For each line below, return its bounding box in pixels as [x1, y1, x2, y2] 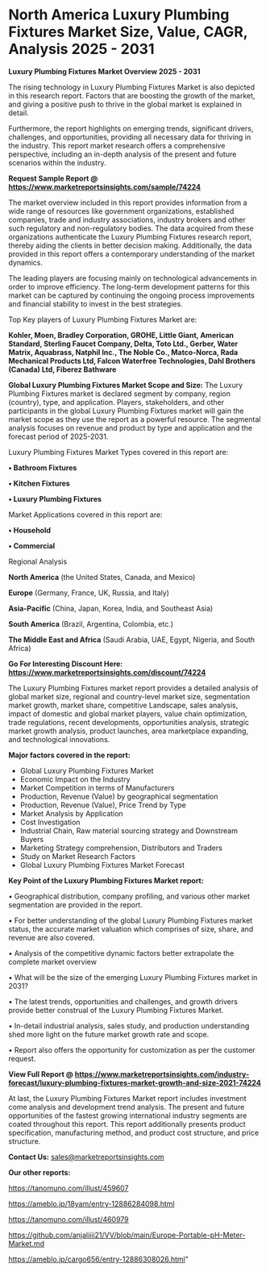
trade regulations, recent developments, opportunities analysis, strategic [8, 717, 250, 727]
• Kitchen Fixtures [8, 478, 70, 488]
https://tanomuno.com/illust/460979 [8, 1214, 129, 1224]
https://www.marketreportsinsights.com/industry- [74, 1069, 250, 1078]
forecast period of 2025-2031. [8, 432, 109, 441]
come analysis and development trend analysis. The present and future [8, 1102, 245, 1111]
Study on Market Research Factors [19, 851, 135, 861]
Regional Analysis [8, 557, 68, 566]
